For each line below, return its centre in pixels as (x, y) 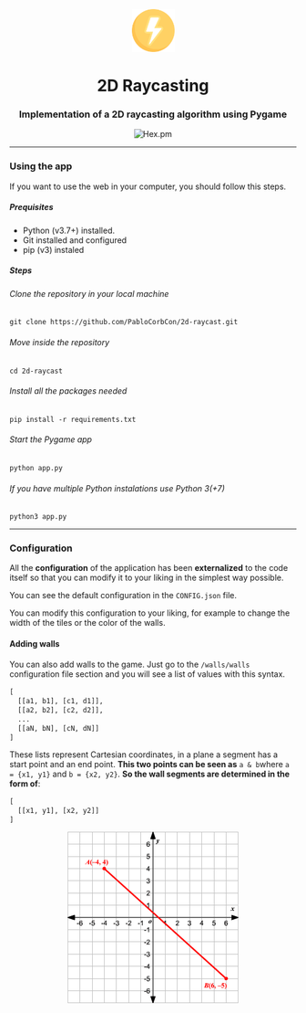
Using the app (41, 166)
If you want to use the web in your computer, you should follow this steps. (148, 186)
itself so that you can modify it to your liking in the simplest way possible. (147, 578)
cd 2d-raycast (36, 371)
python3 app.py (38, 517)
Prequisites (31, 207)
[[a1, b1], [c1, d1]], (61, 701)
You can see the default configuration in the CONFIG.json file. (123, 596)
